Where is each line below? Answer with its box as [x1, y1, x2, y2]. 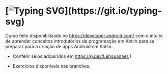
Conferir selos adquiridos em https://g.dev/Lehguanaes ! [12, 53, 131, 59]
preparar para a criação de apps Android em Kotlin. [5, 43, 113, 49]
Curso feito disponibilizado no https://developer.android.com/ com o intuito [5, 32, 163, 39]
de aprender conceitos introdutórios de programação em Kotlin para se [5, 38, 155, 44]
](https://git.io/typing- [64, 5, 162, 17]
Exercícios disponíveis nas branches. [12, 63, 91, 69]
